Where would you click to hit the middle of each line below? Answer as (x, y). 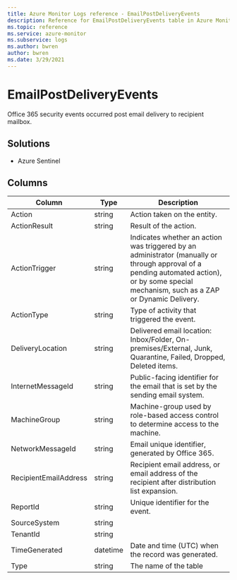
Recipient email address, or (175, 464)
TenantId (25, 534)
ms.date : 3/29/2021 (36, 60)
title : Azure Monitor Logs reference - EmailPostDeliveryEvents (104, 14)
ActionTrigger (34, 269)
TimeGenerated (37, 550)
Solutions (29, 144)
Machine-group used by (171, 407)
